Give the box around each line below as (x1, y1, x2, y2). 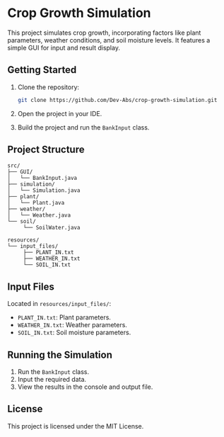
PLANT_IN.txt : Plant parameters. (17, 313, 112, 322)
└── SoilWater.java (23, 225, 81, 232)
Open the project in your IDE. (17, 109, 102, 118)
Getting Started (7, 64, 77, 76)
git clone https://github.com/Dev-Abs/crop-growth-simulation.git (17, 96, 218, 103)
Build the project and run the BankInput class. (17, 123, 150, 132)
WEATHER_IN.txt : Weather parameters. (17, 321, 127, 329)
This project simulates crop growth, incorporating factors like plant (7, 28, 201, 37)
